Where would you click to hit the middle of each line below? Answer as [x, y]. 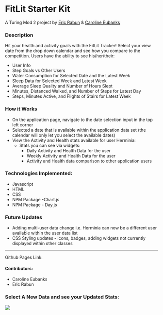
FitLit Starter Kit [38, 9]
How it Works [21, 109]
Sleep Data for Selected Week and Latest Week [59, 81]
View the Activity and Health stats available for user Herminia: [74, 140]
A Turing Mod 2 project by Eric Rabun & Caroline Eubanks [63, 22]
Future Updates [24, 217]
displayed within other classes [42, 244]
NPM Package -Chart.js [36, 199]
